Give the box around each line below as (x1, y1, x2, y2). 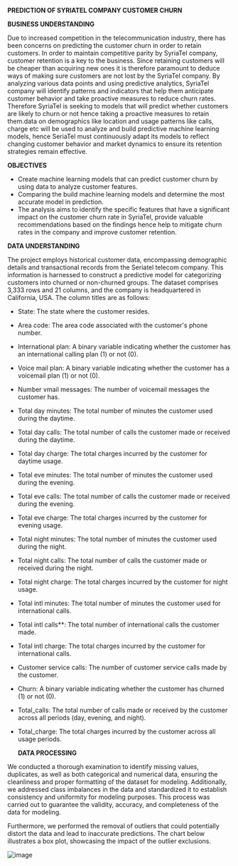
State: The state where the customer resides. (17, 307, 150, 316)
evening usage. (17, 521, 63, 530)
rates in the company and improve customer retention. (17, 228, 178, 236)
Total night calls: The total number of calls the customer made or (17, 556, 207, 565)
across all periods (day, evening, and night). (17, 713, 146, 722)
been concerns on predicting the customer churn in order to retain (7, 41, 202, 49)
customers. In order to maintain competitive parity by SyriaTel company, (7, 49, 218, 57)
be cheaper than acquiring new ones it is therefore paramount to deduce (7, 64, 220, 72)
